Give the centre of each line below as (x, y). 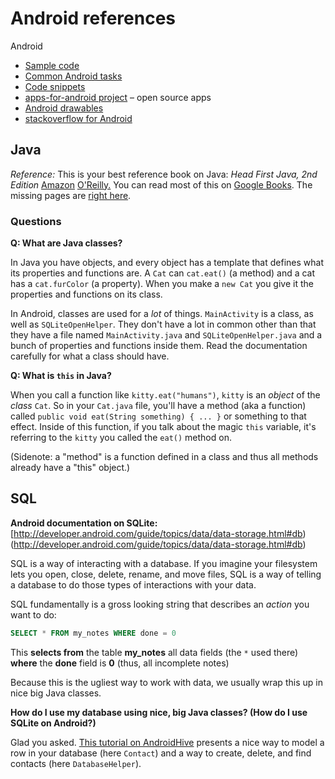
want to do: (33, 614)
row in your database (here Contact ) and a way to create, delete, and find (161, 753)
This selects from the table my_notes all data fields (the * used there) (154, 652)
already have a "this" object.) (70, 468)
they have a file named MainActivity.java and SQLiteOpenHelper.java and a (166, 335)
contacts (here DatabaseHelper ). (76, 763)
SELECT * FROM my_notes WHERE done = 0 (93, 633)
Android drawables (64, 108)
